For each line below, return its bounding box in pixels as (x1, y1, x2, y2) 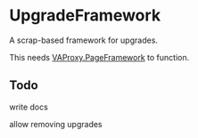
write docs (9, 101, 49, 112)
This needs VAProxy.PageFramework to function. (9, 52, 190, 62)
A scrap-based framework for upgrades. (9, 35, 159, 45)
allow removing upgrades (9, 118, 103, 129)
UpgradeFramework (9, 5, 161, 26)
